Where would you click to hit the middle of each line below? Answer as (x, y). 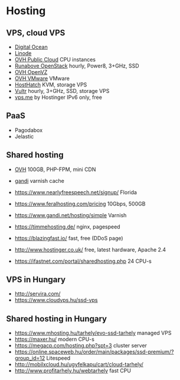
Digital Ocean (31, 47)
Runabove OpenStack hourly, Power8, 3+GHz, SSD (77, 66)
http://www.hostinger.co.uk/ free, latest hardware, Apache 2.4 (90, 249)
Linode (23, 53)
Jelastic (24, 136)
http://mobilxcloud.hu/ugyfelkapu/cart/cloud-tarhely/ (79, 365)
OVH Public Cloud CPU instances (55, 59)
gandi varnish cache (40, 181)
